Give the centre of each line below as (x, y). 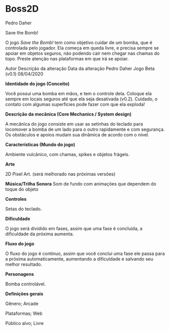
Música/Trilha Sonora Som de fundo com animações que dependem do (81, 183)
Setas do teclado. (24, 209)
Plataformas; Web (24, 313)
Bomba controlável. (26, 284)
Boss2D (22, 9)
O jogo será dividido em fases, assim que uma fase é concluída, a (74, 228)
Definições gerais (24, 293)
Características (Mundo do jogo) (40, 144)
